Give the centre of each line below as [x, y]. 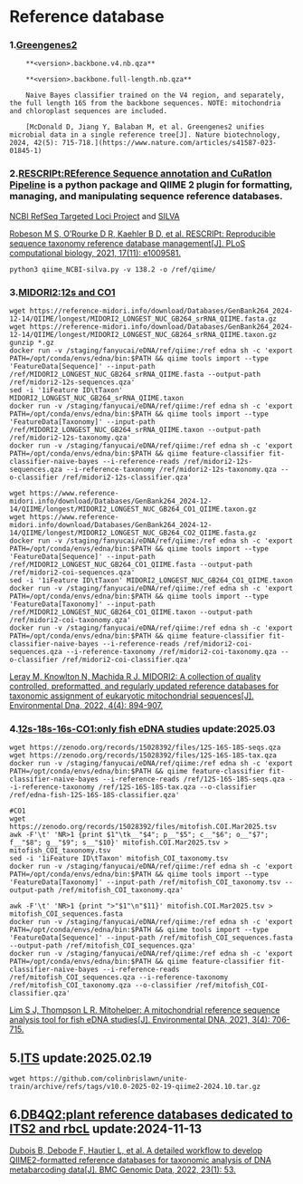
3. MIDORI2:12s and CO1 [62, 292]
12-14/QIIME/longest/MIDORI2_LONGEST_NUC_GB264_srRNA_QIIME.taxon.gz [143, 335]
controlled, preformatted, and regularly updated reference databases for [144, 687]
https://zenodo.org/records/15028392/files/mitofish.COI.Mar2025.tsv [143, 827]
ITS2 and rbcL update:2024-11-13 [106, 1128]
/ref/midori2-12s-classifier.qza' [127, 477]
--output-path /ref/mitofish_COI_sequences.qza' [103, 946]
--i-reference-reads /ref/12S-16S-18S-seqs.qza [194, 780]
